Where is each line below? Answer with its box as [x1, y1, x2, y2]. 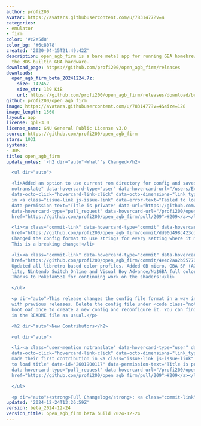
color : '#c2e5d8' [6, 36, 50, 42]
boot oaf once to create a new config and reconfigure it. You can [11, 307, 184, 312]
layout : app [6, 114, 36, 120]
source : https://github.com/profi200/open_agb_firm [6, 131, 138, 137]
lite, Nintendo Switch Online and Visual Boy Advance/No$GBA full [11, 268, 181, 275]
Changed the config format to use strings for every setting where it [11, 235, 191, 242]
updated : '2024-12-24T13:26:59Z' [6, 400, 90, 406]
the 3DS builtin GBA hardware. [11, 59, 90, 65]
